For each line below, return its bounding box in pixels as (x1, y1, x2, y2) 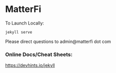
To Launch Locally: (5, 20, 44, 26)
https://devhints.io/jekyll (5, 62, 55, 68)
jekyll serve (5, 29, 32, 34)
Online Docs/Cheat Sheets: (5, 51, 72, 58)
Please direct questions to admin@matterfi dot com (5, 38, 111, 44)
